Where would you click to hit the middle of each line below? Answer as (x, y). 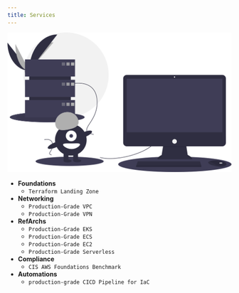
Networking (36, 198)
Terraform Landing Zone (64, 192)
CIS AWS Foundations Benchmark (75, 267)
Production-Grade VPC (60, 207)
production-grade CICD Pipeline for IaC (89, 282)
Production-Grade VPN (60, 214)
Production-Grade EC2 (60, 245)
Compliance (36, 259)
